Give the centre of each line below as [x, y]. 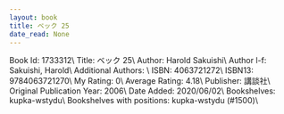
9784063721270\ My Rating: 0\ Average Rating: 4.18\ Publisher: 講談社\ [140, 81]
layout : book [33, 17]
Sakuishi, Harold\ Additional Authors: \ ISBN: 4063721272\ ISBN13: [132, 70]
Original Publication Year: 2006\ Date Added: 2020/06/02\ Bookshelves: [142, 91]
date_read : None [39, 34]
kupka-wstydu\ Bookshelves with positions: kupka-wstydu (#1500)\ [134, 101]
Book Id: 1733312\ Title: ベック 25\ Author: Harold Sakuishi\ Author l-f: [138, 61]
